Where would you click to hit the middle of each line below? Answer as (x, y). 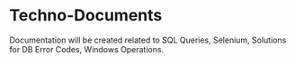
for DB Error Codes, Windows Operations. (87, 49)
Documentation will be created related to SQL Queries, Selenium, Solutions (148, 40)
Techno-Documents (86, 16)
